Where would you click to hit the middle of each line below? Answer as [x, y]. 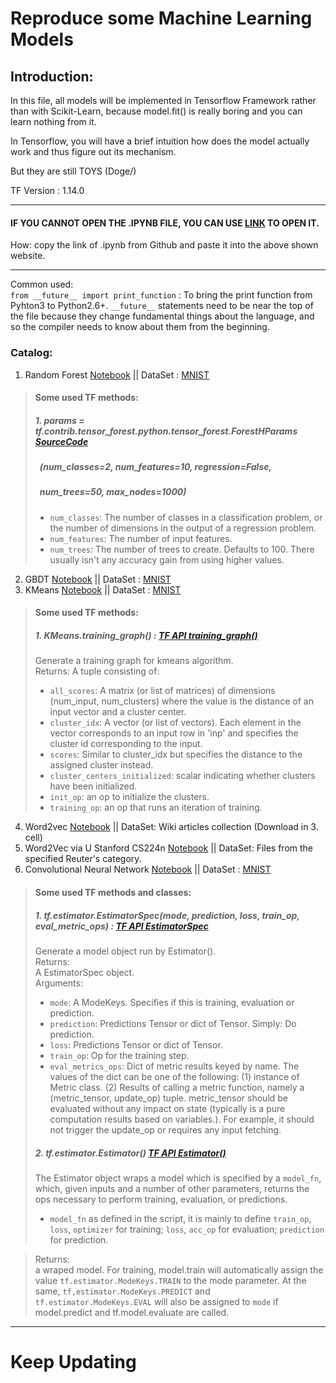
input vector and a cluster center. [118, 712]
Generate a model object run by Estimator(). [125, 951]
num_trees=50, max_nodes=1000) [113, 492]
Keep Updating [73, 1362]
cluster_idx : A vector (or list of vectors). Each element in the [175, 723]
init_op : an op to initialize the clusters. [129, 797]
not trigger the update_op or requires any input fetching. [165, 1129]
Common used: [42, 284]
